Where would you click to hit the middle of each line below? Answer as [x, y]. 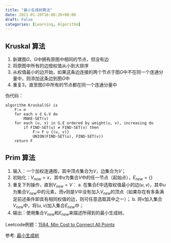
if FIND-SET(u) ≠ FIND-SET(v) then [61, 128]
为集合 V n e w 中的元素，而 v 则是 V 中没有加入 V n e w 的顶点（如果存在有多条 [86, 193]
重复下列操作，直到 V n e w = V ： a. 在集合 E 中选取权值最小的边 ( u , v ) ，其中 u [89, 185]
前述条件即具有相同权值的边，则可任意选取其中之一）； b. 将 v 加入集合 [90, 199]
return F [24, 141]
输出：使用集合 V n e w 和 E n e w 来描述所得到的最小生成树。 [70, 213]
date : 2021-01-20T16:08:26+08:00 [41, 15]
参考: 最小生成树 [22, 235]
